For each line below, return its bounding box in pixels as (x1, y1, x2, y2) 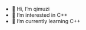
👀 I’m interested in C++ (11, 12, 68, 18)
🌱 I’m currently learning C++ (11, 18, 81, 24)
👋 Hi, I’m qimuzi (11, 6, 50, 12)
